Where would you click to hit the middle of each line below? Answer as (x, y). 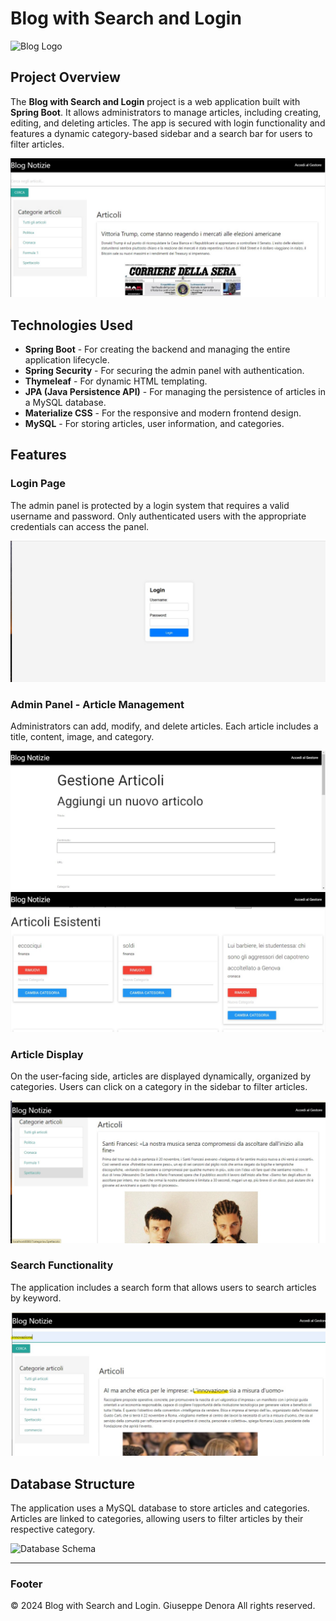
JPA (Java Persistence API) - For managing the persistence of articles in (175, 392)
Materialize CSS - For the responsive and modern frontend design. (163, 413)
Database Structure (72, 1483)
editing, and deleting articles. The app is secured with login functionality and (168, 123)
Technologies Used (71, 325)
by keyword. (36, 1298)
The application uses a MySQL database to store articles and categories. (160, 1508)
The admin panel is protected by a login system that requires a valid (150, 505)
